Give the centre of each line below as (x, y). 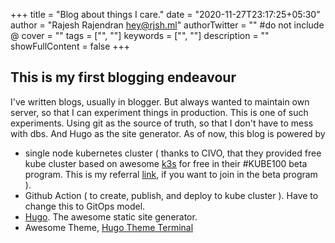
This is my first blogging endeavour (123, 77)
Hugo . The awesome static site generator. (111, 216)
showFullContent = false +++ (70, 46)
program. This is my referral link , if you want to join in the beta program (171, 174)
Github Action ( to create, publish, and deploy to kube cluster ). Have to (171, 195)
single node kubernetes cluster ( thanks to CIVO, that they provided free (173, 153)
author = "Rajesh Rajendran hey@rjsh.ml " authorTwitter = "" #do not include (167, 25)
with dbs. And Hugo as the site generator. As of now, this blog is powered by (168, 133)
